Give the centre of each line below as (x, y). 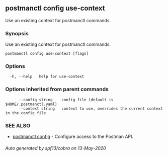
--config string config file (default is (66, 100)
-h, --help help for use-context (47, 77)
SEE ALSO (18, 125)
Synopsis (17, 33)
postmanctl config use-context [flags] (47, 54)
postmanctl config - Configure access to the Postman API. (73, 136)
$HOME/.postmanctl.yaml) (31, 104)
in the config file (26, 113)
